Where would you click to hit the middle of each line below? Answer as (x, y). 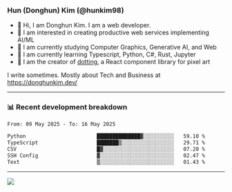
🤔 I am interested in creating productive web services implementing (113, 32)
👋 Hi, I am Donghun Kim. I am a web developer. (84, 25)
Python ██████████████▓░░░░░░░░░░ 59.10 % (106, 136)
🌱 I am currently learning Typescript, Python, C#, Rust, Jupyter (106, 54)
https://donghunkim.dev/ (42, 83)
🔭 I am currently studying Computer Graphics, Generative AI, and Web (117, 47)
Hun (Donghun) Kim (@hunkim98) (66, 10)
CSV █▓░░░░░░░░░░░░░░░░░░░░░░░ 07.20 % (106, 149)
